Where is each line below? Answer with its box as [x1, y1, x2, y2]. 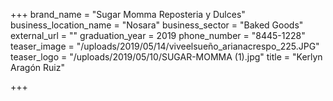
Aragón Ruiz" [10, 62, 65, 73]
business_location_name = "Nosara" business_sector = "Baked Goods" [10, 19, 304, 31]
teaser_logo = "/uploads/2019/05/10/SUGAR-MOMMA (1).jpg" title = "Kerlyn [10, 51, 323, 63]
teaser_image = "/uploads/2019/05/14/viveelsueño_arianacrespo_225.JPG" [10, 40, 320, 52]
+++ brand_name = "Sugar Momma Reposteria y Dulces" [10, 9, 246, 20]
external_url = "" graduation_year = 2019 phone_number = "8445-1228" [10, 30, 306, 41]
